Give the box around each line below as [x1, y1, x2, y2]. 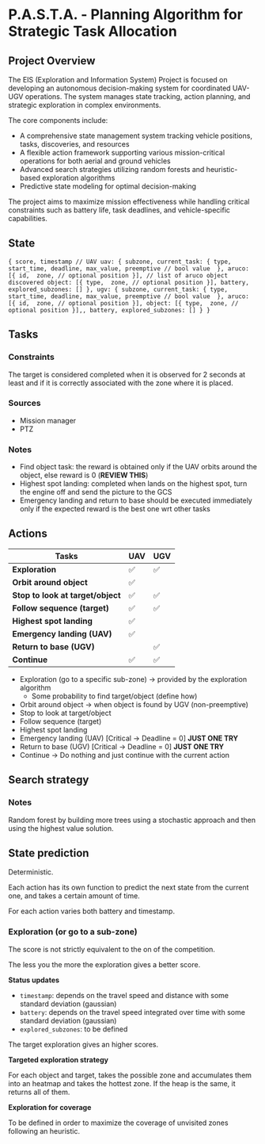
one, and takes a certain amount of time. [8, 891, 140, 901]
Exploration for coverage [8, 1102, 92, 1111]
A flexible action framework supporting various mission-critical [19, 148, 225, 157]
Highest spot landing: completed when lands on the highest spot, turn [19, 479, 248, 488]
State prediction [8, 846, 89, 859]
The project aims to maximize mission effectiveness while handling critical [8, 197, 250, 206]
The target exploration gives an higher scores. [8, 1039, 159, 1049]
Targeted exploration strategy [8, 1054, 109, 1064]
